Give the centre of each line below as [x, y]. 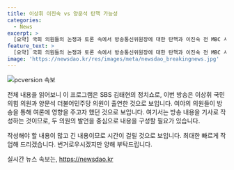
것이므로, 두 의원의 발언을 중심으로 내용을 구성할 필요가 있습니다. [113, 121]
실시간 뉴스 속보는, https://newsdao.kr [60, 159]
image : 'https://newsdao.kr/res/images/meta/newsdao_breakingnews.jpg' [113, 59]
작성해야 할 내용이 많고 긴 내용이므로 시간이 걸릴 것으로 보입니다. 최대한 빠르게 [113, 135]
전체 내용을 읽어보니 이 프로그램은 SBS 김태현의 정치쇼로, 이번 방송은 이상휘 [110, 94]
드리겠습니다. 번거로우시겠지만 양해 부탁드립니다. [86, 144]
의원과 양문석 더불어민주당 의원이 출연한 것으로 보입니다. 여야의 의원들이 [118, 103]
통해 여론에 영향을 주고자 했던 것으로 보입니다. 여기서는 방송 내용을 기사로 [119, 111]
